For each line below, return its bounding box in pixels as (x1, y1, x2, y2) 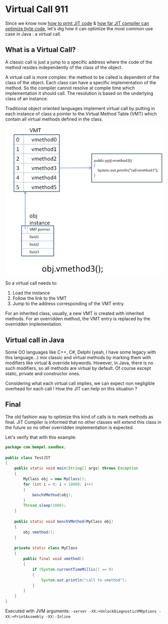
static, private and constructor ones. (5, 370, 80, 376)
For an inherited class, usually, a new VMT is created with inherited (5, 310, 144, 316)
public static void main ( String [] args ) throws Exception (14, 466, 138, 471)
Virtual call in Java (5, 335, 64, 344)
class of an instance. (5, 95, 48, 101)
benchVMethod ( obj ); (32, 492, 73, 497)
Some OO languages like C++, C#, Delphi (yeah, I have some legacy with (5, 349, 156, 355)
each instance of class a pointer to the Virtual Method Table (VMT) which (5, 110, 157, 117)
